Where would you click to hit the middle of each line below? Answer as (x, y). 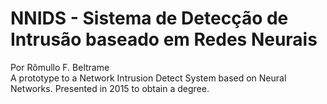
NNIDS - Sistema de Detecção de (149, 18)
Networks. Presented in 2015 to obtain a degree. (110, 88)
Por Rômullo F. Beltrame (60, 67)
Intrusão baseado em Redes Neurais (164, 39)
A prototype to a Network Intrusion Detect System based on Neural (148, 78)
